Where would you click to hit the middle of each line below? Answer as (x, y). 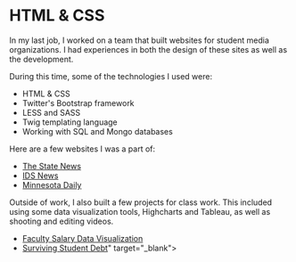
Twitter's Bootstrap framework (78, 102)
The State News (52, 166)
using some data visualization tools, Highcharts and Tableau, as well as (140, 211)
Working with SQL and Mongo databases (98, 131)
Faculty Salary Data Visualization (82, 238)
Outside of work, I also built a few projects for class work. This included (141, 202)
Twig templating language (70, 122)
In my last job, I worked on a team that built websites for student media (139, 40)
